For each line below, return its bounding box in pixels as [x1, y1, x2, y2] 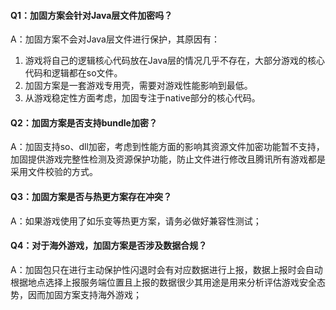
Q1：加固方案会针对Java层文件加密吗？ [10, 9, 173, 21]
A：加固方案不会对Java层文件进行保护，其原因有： [10, 33, 220, 45]
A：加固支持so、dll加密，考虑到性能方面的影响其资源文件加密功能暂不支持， [10, 141, 325, 153]
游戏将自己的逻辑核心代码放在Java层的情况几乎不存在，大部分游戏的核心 [24, 55, 326, 67]
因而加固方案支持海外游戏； [27, 288, 142, 300]
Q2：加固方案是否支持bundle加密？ [10, 116, 158, 129]
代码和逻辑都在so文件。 [24, 67, 123, 79]
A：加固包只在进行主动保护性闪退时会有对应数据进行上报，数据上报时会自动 [10, 263, 323, 275]
